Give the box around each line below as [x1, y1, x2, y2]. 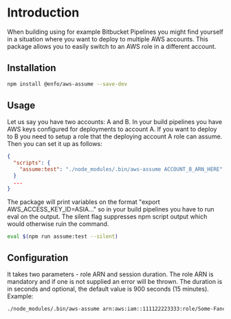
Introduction [7, 5, 80, 21]
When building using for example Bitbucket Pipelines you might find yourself [7, 28, 223, 36]
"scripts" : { [13, 160, 51, 167]
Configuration [7, 251, 69, 263]
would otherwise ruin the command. [7, 219, 109, 228]
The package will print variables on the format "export [7, 198, 160, 206]
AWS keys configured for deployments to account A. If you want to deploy [7, 125, 217, 134]
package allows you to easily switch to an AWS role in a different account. [7, 42, 217, 50]
